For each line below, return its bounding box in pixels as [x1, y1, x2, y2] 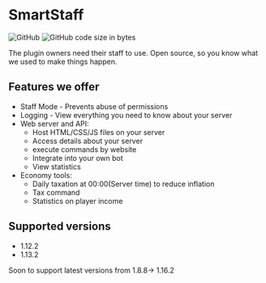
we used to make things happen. [8, 57, 118, 66]
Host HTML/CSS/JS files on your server [32, 127, 165, 137]
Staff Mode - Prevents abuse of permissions [19, 101, 169, 111]
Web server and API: [19, 119, 89, 129]
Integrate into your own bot [32, 153, 123, 163]
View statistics [32, 162, 81, 171]
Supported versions [8, 220, 111, 234]
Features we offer [8, 80, 100, 94]
